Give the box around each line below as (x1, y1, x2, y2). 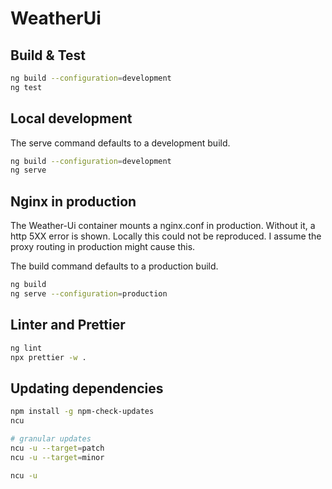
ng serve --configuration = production (10, 289, 168, 299)
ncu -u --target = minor (10, 452, 105, 462)
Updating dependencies (10, 380, 164, 397)
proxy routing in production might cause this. (10, 241, 196, 253)
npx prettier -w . (10, 352, 87, 362)
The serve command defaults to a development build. (10, 137, 231, 149)
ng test (10, 82, 43, 92)
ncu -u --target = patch (10, 443, 105, 453)
